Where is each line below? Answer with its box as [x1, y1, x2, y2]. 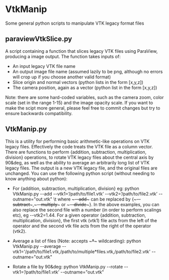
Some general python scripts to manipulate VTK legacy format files [5, 20, 144, 26]
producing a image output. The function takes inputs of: [5, 53, 121, 59]
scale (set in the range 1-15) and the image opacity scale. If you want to [5, 100, 153, 106]
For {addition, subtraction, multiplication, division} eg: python [12, 185, 139, 192]
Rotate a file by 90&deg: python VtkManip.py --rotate [12, 263, 123, 269]
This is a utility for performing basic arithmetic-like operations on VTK [5, 138, 150, 144]
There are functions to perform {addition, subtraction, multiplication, [5, 149, 147, 155]
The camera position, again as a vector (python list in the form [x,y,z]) [12, 84, 157, 90]
